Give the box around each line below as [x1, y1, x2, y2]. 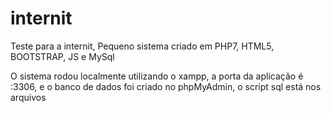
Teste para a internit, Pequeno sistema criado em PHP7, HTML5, [10, 40, 275, 52]
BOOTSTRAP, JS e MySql [10, 50, 115, 62]
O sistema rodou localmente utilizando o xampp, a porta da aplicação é [10, 70, 304, 82]
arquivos [10, 91, 47, 103]
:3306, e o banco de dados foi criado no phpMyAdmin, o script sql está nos [10, 80, 322, 92]
